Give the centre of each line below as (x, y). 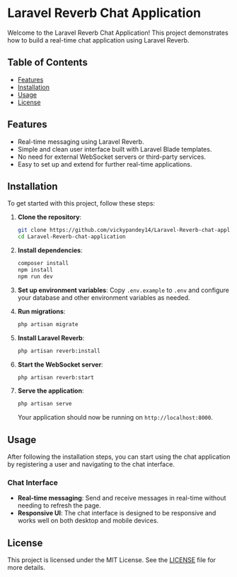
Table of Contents (48, 63)
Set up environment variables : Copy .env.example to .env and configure (123, 290)
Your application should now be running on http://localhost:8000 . (115, 418)
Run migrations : (41, 311)
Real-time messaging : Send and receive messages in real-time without (122, 498)
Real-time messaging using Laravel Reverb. (81, 141)
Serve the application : (51, 391)
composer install (43, 264)
